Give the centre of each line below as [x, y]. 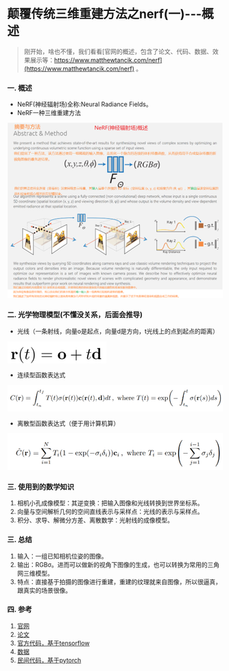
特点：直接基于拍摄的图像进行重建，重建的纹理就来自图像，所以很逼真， [119, 582]
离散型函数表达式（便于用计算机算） [68, 423]
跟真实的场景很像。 [44, 590]
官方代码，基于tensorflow [53, 643]
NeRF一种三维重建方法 [49, 113]
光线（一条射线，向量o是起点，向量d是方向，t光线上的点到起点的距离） [118, 331]
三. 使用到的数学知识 [41, 487]
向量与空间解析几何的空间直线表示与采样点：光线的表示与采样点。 [110, 512]
